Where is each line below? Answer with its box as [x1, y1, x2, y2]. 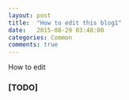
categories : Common [8, 33, 73, 42]
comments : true [8, 41, 59, 49]
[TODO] [8, 82, 38, 93]
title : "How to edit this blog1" [8, 19, 123, 27]
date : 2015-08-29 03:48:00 [8, 26, 104, 34]
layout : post [8, 11, 51, 20]
